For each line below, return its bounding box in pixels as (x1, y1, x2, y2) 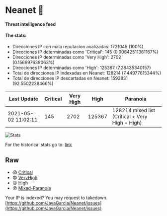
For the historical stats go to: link (5, 142, 72, 147)
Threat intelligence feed (5, 21, 56, 27)
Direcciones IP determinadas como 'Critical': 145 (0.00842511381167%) (12, 49, 159, 55)
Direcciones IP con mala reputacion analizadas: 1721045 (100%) (12, 43, 144, 49)
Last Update (9, 95, 39, 102)
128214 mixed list (112, 107, 156, 114)
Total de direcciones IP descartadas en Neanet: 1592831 (12, 75, 128, 81)
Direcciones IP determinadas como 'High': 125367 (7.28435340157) (12, 65, 151, 71)
